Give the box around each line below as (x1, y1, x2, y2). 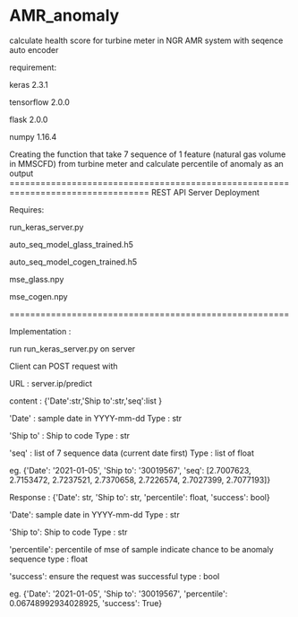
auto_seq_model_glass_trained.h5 (9, 239, 134, 249)
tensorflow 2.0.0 (9, 96, 70, 108)
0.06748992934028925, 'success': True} (9, 597, 163, 608)
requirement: (9, 62, 56, 73)
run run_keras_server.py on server (9, 343, 136, 354)
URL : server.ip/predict (9, 378, 92, 388)
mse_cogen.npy (9, 291, 69, 301)
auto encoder (9, 44, 59, 55)
